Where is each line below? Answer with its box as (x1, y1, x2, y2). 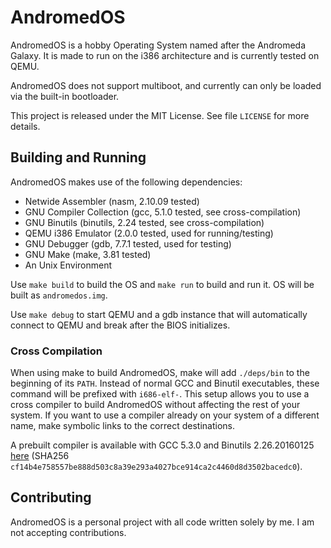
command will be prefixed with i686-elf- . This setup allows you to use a (10, 388, 310, 400)
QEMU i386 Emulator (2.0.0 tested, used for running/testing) (24, 227, 274, 239)
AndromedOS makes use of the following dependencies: (10, 176, 243, 188)
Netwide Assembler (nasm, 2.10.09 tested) (24, 195, 200, 207)
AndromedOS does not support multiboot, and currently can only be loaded (10, 79, 322, 91)
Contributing (10, 489, 92, 506)
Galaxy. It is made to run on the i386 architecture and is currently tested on (10, 49, 320, 61)
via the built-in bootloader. (10, 90, 120, 102)
